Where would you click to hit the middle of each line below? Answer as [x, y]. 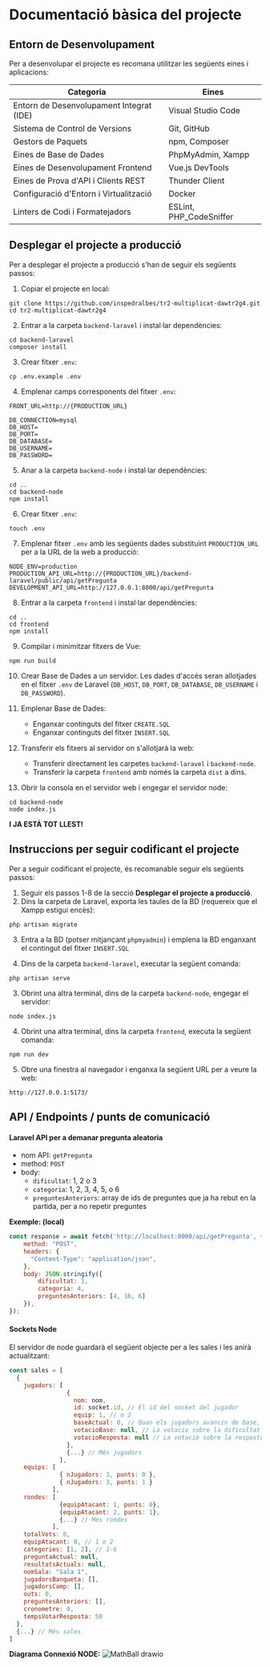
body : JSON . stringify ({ [63, 1274]
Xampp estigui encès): [58, 910]
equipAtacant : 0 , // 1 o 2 [69, 1542]
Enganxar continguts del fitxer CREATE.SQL [101, 724]
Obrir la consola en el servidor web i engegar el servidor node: [124, 787]
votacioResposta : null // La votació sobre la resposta [169, 1438]
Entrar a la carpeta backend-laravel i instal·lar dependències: [121, 325]
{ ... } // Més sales [49, 1631]
